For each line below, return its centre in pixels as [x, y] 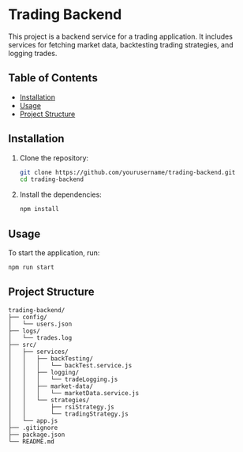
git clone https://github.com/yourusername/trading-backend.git [127, 172]
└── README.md [32, 441]
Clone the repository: [54, 158]
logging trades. [33, 53]
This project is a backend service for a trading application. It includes [120, 36]
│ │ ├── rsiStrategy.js [61, 407]
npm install [39, 209]
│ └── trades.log [40, 337]
